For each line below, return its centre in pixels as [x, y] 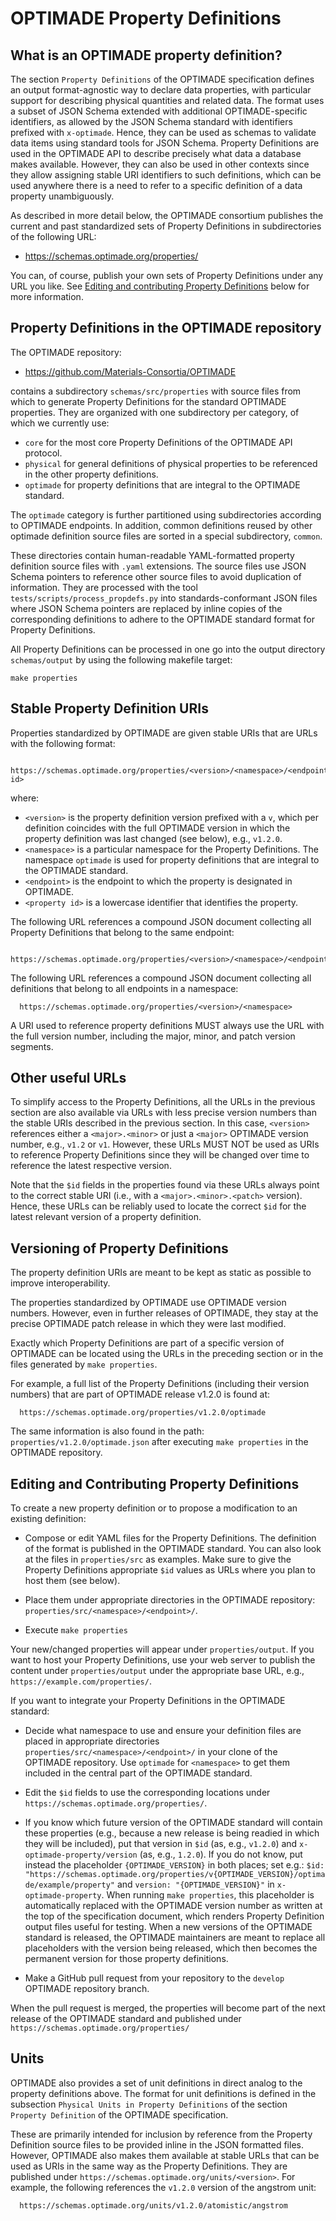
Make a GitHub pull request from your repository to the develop [154, 1978]
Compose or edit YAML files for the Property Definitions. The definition [170, 1538]
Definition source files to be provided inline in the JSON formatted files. [157, 2144]
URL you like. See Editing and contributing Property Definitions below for [160, 286]
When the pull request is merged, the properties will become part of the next [168, 2008]
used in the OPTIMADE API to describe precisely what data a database [156, 153]
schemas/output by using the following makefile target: [121, 659]
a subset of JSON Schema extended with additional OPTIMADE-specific [159, 111]
